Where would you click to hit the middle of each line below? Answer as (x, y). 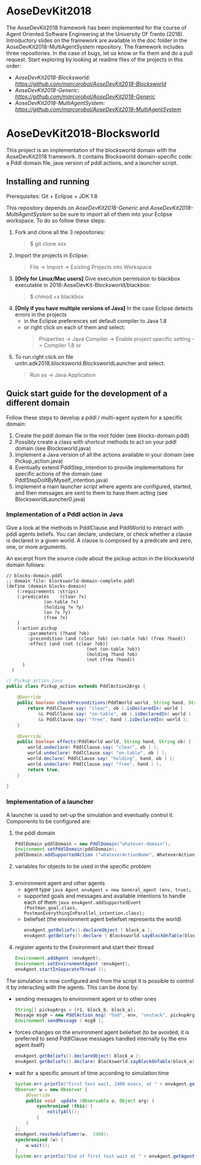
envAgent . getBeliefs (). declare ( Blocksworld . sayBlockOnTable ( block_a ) (105, 1062)
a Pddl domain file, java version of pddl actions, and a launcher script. (92, 162)
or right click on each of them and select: (74, 327)
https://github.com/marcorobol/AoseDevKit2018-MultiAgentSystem (98, 109)
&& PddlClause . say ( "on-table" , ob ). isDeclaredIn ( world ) (115, 714)
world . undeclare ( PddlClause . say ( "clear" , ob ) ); (94, 747)
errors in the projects (41, 314)
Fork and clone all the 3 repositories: (60, 232)
